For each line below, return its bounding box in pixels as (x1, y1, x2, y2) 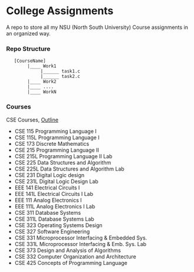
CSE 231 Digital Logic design (14, 171, 85, 178)
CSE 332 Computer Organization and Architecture (14, 253, 137, 260)
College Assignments (6, 4, 114, 18)
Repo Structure (6, 44, 51, 53)
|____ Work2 (27, 78, 57, 85)
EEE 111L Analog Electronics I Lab (14, 202, 96, 210)
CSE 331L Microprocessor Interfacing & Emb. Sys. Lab (14, 240, 147, 247)
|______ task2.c (40, 74, 81, 80)
